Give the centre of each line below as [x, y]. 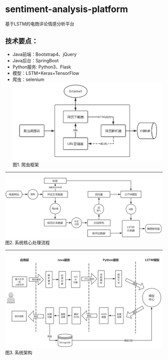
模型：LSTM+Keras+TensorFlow [46, 73]
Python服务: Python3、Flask [42, 67]
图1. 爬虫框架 [25, 165]
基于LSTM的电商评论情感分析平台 [40, 24]
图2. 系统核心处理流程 [27, 243]
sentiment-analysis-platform [67, 9]
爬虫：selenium [28, 79]
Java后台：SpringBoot [35, 60]
